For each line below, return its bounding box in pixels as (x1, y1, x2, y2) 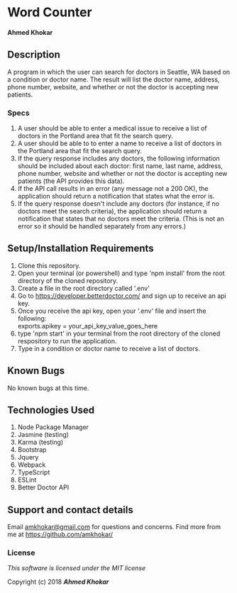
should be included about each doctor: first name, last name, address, (17, 161, 224, 170)
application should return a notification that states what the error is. (17, 192, 215, 200)
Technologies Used (7, 404, 94, 416)
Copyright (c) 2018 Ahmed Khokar (7, 577, 109, 586)
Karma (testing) (17, 438, 64, 447)
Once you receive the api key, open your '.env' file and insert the (17, 306, 206, 315)
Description (7, 49, 60, 61)
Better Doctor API (17, 483, 70, 492)
